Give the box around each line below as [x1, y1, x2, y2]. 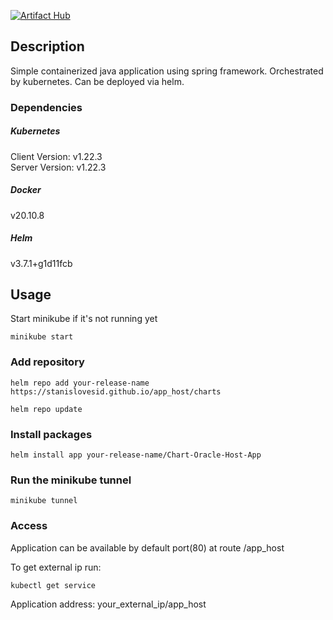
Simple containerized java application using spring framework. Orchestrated [10, 65, 324, 77]
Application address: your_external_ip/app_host [10, 598, 207, 610]
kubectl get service [10, 580, 97, 590]
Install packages [10, 427, 93, 441]
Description [10, 38, 85, 55]
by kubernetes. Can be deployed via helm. [10, 75, 185, 87]
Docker [10, 184, 42, 196]
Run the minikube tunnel [10, 473, 132, 487]
